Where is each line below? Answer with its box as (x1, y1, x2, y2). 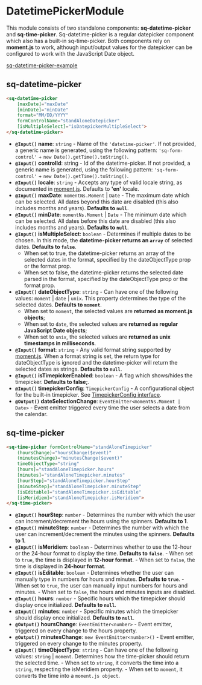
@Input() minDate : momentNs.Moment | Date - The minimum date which (14, 211, 187, 218)
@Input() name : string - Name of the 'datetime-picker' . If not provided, (14, 140, 196, 147)
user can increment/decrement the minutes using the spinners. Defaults (14, 531, 195, 538)
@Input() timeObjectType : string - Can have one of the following (14, 646, 178, 654)
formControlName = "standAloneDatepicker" (17, 118, 120, 124)
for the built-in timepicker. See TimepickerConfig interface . (14, 391, 162, 398)
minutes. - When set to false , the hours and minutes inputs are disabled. (14, 589, 196, 596)
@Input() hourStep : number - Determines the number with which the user (14, 511, 196, 518)
